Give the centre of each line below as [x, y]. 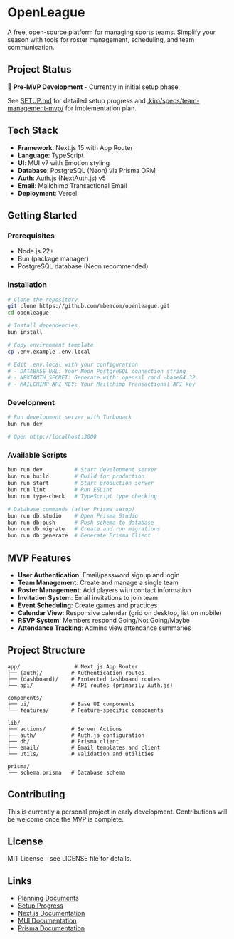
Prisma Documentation [51, 928]
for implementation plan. [101, 108]
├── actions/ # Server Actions [65, 729]
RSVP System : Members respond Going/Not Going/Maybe [103, 620]
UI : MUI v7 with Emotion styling [64, 163]
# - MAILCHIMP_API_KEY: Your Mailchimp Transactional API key [101, 384]
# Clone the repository [43, 300]
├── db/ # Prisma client [63, 741]
